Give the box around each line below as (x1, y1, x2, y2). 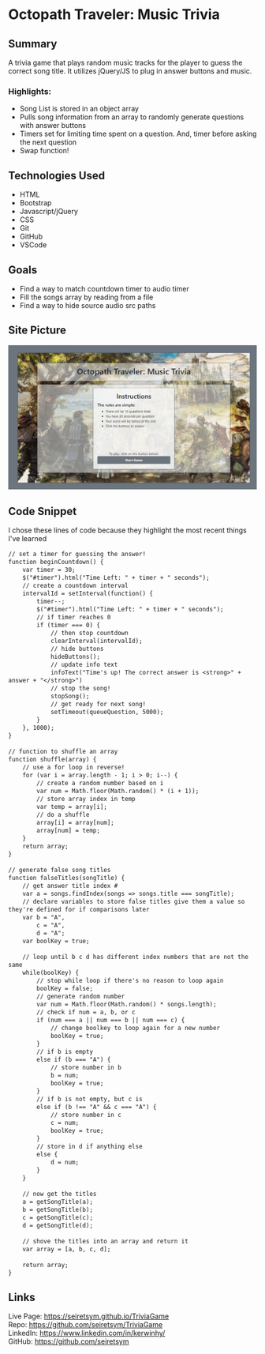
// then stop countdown (50, 630, 129, 638)
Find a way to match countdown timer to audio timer (19, 284, 189, 293)
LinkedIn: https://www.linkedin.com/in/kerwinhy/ (8, 1329, 166, 1338)
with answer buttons (19, 121, 87, 130)
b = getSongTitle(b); (22, 1206, 93, 1214)
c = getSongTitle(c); (22, 1214, 93, 1222)
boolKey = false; (36, 985, 93, 993)
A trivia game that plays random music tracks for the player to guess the (8, 58, 243, 67)
